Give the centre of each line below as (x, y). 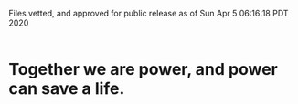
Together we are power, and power (143, 70)
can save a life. (67, 89)
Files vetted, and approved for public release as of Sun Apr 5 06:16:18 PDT (149, 13)
